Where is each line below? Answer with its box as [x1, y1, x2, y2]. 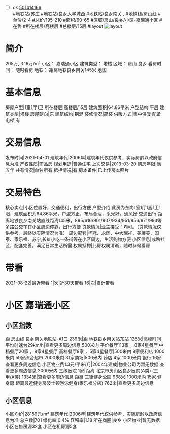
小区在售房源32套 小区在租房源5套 [5, 423, 77, 429]
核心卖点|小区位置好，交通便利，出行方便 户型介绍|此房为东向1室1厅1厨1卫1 [5, 204, 161, 210]
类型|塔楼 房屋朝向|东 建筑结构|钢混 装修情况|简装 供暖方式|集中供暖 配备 [9, 111, 161, 117]
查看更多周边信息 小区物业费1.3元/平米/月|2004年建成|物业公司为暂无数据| [5, 361, 160, 367]
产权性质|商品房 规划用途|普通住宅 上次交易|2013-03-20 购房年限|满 [19, 161, 161, 167]
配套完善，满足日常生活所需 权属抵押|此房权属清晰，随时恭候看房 [14, 242, 151, 248]
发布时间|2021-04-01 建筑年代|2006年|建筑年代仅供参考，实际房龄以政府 [5, 154, 158, 160]
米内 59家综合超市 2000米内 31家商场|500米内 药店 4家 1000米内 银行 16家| [5, 354, 163, 360]
